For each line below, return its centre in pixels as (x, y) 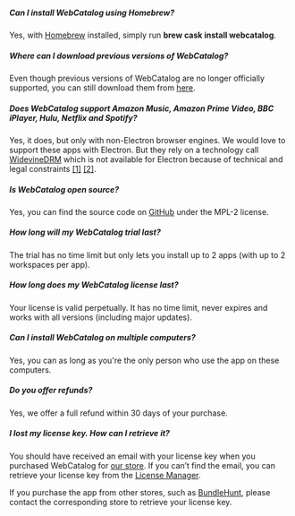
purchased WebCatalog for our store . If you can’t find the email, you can (142, 465)
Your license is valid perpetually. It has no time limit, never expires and (139, 307)
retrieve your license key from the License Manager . (105, 475)
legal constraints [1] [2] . (53, 168)
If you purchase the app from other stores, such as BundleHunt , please (140, 492)
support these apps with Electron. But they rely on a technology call (134, 150)
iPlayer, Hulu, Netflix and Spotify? (73, 117)
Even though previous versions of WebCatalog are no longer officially (137, 78)
